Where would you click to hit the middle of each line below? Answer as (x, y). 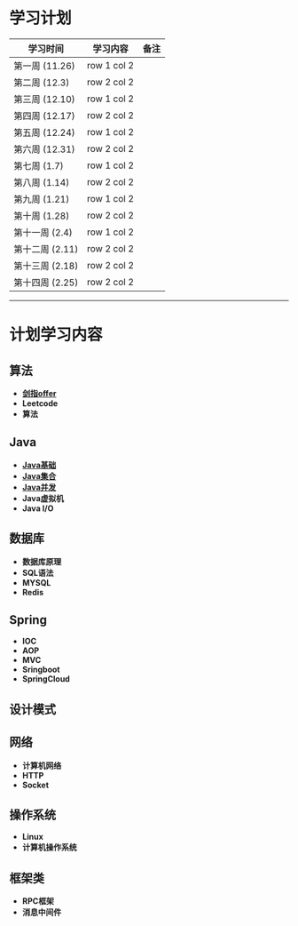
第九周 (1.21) (42, 199)
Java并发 (39, 487)
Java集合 (39, 475)
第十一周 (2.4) (43, 232)
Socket (35, 785)
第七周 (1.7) (39, 165)
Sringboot (41, 670)
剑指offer (39, 393)
